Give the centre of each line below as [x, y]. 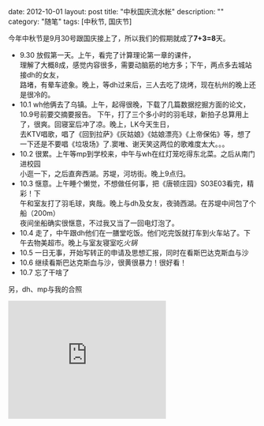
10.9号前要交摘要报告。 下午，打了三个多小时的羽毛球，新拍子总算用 [131, 114]
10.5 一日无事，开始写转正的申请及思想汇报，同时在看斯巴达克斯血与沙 [134, 253]
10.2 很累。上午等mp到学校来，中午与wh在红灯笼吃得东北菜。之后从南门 [138, 154]
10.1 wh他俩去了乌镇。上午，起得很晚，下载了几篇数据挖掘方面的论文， [135, 104]
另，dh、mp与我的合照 [45, 289]
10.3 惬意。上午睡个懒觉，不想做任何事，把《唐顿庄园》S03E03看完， [133, 183]
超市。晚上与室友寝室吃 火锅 [92, 243]
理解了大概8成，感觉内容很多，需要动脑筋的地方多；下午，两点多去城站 [136, 65]
